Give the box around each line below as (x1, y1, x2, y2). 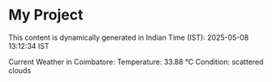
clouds (8, 65, 32, 75)
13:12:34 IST (8, 41, 50, 50)
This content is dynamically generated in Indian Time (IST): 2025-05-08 (8, 32, 249, 42)
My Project (8, 6, 84, 24)
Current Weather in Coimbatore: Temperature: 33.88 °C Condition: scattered (8, 57, 264, 67)
